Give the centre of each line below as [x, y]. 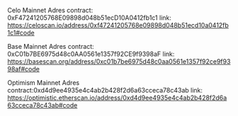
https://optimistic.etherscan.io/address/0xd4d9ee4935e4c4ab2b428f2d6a [117, 98]
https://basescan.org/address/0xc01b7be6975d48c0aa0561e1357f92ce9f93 [119, 62]
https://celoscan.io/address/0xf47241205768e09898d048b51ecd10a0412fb [118, 25]
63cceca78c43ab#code [42, 105]
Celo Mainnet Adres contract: [50, 10]
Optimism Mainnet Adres [44, 83]
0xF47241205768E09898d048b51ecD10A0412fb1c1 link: [90, 18]
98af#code [24, 69]
